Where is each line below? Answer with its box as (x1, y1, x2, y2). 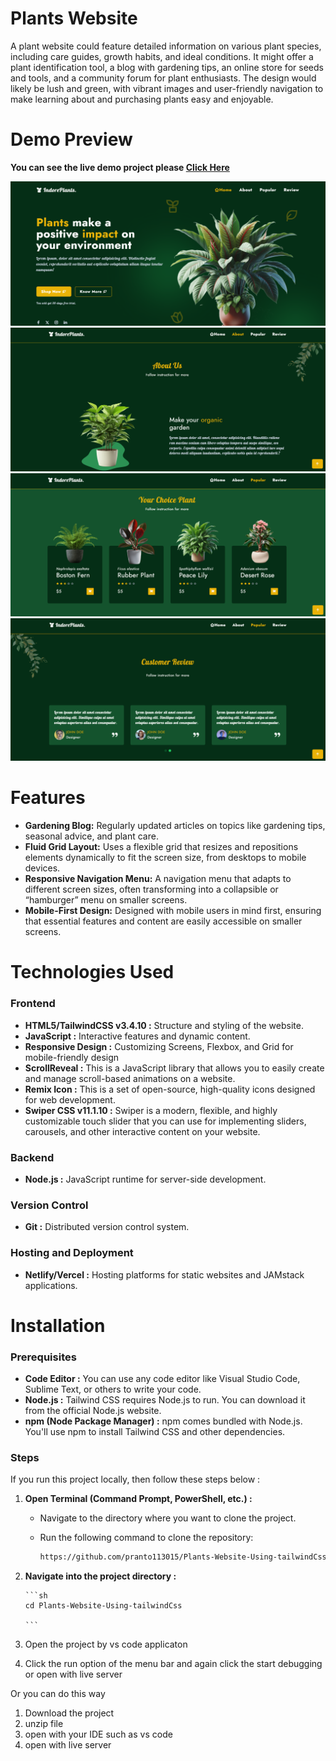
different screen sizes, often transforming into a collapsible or (24, 883, 279, 896)
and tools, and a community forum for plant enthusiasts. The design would (10, 72, 317, 84)
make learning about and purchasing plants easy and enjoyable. (10, 93, 274, 105)
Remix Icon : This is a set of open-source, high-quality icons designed (24, 1083, 316, 1095)
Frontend (10, 997, 56, 1011)
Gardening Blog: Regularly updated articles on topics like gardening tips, (24, 820, 326, 832)
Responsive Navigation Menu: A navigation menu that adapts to (24, 873, 292, 885)
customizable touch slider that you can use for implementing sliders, (24, 1115, 307, 1127)
